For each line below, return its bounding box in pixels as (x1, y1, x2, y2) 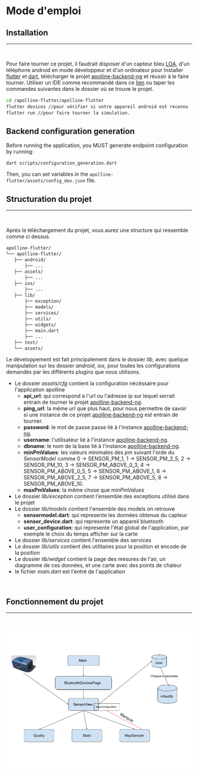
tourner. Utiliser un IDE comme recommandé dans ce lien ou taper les (6, 79, 175, 86)
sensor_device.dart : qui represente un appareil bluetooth (23, 518, 164, 525)
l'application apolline (14, 386, 65, 393)
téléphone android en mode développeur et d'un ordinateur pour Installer (6, 67, 184, 73)
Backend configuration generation (6, 126, 135, 136)
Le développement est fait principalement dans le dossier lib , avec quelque (6, 356, 189, 363)
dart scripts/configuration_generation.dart (6, 161, 117, 166)
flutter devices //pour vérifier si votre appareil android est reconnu (6, 103, 189, 110)
